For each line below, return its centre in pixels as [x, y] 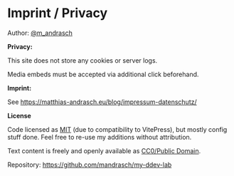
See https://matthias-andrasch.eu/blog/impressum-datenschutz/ [102, 102]
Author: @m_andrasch [40, 33]
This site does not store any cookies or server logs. [83, 60]
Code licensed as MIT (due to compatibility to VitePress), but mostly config [117, 129]
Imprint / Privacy [58, 13]
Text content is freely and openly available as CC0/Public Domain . [104, 150]
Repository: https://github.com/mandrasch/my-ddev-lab [90, 165]
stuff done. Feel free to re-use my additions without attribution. [100, 137]
